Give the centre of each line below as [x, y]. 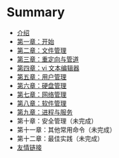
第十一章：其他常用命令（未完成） [66, 129]
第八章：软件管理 [42, 103]
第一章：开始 [35, 41]
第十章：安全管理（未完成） [57, 121]
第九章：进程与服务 [45, 112]
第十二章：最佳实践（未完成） [60, 138]
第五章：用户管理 [42, 77]
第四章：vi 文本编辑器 [48, 68]
